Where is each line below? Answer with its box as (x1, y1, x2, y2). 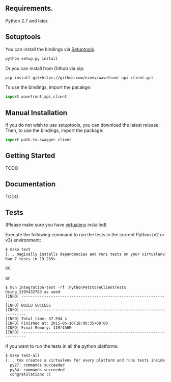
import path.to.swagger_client (5, 138, 72, 143)
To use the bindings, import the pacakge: (5, 84, 92, 91)
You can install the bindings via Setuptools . (5, 46, 96, 52)
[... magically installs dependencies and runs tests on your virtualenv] (5, 252, 167, 257)
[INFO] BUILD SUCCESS (5, 303, 51, 308)
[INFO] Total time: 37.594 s (5, 316, 67, 321)
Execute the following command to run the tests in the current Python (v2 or (5, 232, 165, 238)
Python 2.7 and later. (5, 17, 49, 24)
